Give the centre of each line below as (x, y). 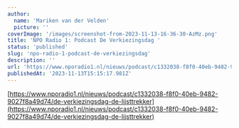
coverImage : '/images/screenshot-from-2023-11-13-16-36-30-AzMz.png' (113, 34)
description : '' (31, 60)
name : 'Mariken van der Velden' (62, 21)
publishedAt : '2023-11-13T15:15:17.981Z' (70, 73)
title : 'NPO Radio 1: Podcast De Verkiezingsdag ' (84, 41)
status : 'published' (38, 47)
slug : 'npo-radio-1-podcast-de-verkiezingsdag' (79, 54)
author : (19, 14)
